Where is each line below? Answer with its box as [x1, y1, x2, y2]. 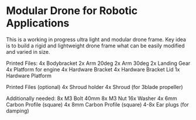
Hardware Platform [6, 72, 51, 79]
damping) [6, 107, 29, 114]
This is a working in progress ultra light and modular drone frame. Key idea [6, 36, 186, 43]
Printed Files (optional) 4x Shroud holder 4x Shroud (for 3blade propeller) [6, 83, 183, 90]
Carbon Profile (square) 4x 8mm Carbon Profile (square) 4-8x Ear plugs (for [6, 101, 189, 108]
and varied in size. [6, 48, 50, 55]
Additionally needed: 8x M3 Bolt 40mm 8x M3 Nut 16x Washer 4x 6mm [6, 95, 177, 102]
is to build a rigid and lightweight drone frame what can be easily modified [6, 42, 185, 49]
